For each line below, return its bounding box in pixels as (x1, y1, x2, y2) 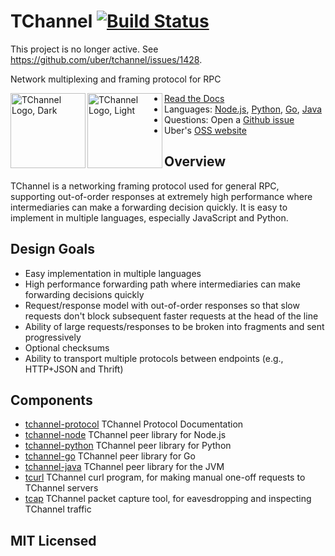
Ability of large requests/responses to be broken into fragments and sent (24, 320, 325, 332)
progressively (24, 331, 82, 343)
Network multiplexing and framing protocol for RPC (10, 73, 222, 85)
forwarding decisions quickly (24, 288, 145, 300)
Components (10, 391, 93, 409)
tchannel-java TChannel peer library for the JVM (24, 461, 225, 473)
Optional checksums (24, 341, 110, 354)
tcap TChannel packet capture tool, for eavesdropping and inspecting (24, 493, 312, 505)
